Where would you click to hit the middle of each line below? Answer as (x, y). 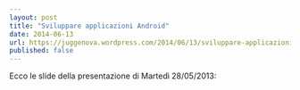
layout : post (33, 17)
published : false (42, 51)
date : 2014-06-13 (42, 34)
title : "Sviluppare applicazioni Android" (89, 26)
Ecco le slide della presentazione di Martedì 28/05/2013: (113, 76)
